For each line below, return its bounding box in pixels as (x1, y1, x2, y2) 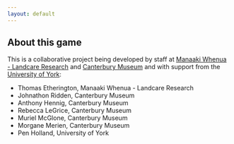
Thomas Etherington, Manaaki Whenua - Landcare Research (17, 84, 194, 92)
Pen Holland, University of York (17, 128, 110, 138)
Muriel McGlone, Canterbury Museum (17, 114, 128, 122)
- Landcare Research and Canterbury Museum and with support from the (7, 63, 221, 71)
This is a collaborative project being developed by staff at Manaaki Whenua (7, 55, 227, 64)
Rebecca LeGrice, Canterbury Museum (17, 107, 132, 115)
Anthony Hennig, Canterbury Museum (17, 99, 129, 107)
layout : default (7, 10, 55, 18)
